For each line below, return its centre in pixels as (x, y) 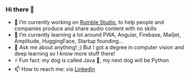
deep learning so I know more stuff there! (65, 54)
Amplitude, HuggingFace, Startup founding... (69, 41)
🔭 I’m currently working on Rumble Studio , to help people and (89, 22)
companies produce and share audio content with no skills (85, 28)
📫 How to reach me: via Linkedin (54, 69)
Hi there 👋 (20, 9)
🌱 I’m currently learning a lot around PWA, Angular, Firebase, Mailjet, (97, 35)
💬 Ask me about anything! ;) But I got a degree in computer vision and (99, 47)
